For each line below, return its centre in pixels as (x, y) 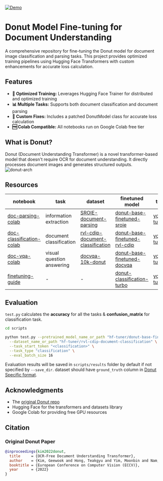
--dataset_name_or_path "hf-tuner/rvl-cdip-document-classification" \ (83, 342)
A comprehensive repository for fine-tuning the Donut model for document (80, 51)
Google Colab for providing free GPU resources (59, 412)
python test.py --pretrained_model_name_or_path (55, 337)
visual (52, 253)
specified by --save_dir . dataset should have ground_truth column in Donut (81, 370)
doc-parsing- (24, 216)
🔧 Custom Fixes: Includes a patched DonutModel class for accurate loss (84, 116)
